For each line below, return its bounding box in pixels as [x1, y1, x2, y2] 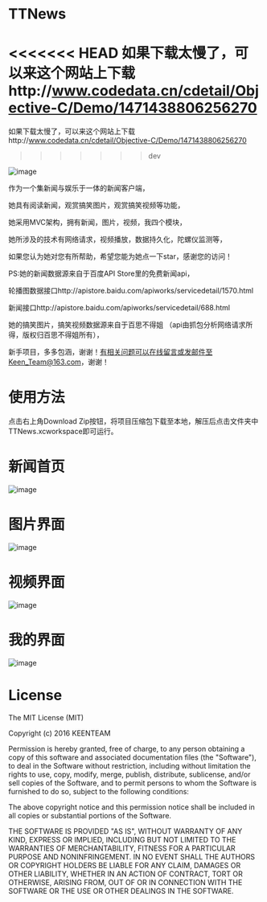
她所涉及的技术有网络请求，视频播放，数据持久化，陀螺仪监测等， [8, 235, 227, 244]
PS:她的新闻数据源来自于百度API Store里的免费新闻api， [8, 269, 195, 278]
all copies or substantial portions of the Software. [8, 810, 171, 820]
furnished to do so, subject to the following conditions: [8, 786, 189, 796]
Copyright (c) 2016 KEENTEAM [8, 728, 111, 738]
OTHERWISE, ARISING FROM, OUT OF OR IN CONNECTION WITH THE [8, 877, 243, 887]
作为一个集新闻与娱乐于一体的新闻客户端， [8, 183, 150, 193]
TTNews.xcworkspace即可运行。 [8, 427, 118, 437]
